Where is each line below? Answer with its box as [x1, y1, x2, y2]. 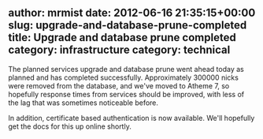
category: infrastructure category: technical [8, 43, 231, 57]
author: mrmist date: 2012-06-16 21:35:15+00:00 [8, 6, 256, 20]
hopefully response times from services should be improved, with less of [8, 89, 245, 99]
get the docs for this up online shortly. [8, 122, 131, 131]
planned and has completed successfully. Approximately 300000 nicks [8, 73, 239, 82]
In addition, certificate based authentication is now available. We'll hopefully [8, 113, 255, 122]
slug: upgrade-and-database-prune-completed [8, 19, 247, 32]
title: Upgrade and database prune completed [8, 31, 236, 44]
